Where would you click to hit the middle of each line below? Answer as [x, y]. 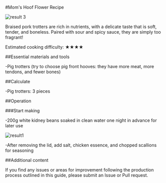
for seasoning [19, 150]
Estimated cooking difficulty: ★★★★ [44, 47]
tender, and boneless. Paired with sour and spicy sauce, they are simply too [83, 32]
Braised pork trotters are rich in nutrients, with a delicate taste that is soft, [81, 27]
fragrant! [14, 37]
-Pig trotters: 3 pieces [28, 91]
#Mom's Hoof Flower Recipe [34, 7]
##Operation [18, 101]
